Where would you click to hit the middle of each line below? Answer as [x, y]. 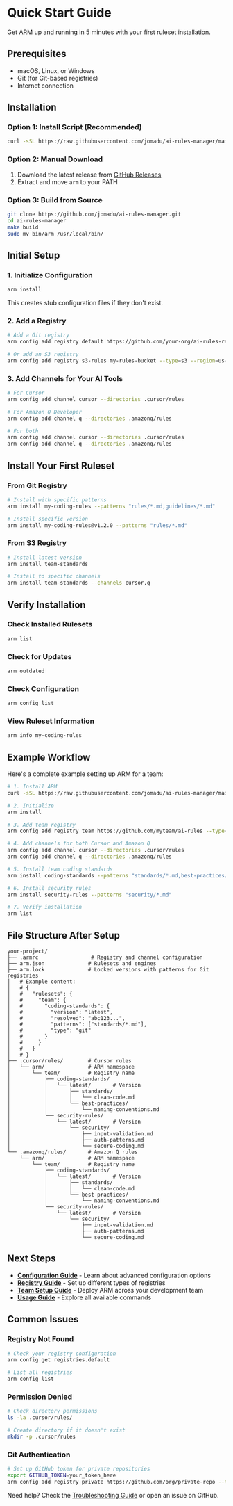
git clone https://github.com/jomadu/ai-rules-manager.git [94, 214]
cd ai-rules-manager [37, 220]
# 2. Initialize [31, 805]
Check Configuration [43, 688]
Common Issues [43, 1319]
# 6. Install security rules [49, 888]
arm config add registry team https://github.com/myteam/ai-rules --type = [118, 831]
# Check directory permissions [52, 1411]
